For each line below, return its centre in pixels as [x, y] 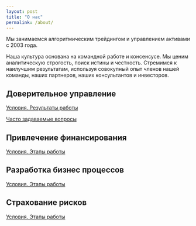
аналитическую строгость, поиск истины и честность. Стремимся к [92, 63]
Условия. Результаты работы [42, 108]
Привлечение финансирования [66, 137]
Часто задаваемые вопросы [42, 119]
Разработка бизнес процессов [65, 170]
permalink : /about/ [30, 22]
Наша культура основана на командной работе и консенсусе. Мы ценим [97, 57]
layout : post [22, 11]
